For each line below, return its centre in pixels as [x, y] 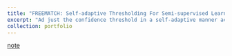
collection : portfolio [40, 26]
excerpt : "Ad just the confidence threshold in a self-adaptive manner [112, 20]
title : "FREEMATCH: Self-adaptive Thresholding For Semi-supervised [108, 13]
